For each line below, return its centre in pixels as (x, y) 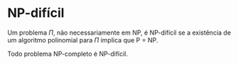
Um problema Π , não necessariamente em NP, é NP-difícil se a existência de (119, 32)
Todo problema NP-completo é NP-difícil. (68, 54)
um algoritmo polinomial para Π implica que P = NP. (83, 40)
